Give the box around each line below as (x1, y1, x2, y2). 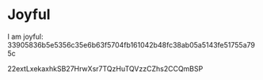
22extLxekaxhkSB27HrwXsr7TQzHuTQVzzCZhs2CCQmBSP (7, 63, 204, 73)
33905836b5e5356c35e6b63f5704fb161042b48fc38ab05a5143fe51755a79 (7, 40, 255, 49)
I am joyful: (7, 32, 44, 41)
